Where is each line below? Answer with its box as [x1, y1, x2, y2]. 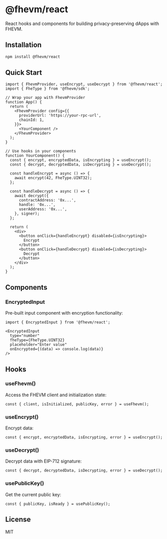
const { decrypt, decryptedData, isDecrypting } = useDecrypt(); [10, 162, 152, 167]
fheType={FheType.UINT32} [10, 338, 65, 343]
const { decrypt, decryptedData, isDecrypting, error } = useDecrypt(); [5, 468, 163, 473]
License [5, 515, 31, 524]
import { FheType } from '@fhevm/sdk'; [5, 86, 90, 91]
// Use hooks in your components [5, 149, 76, 154]
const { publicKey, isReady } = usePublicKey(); [5, 501, 110, 506]
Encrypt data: [5, 425, 34, 431]
